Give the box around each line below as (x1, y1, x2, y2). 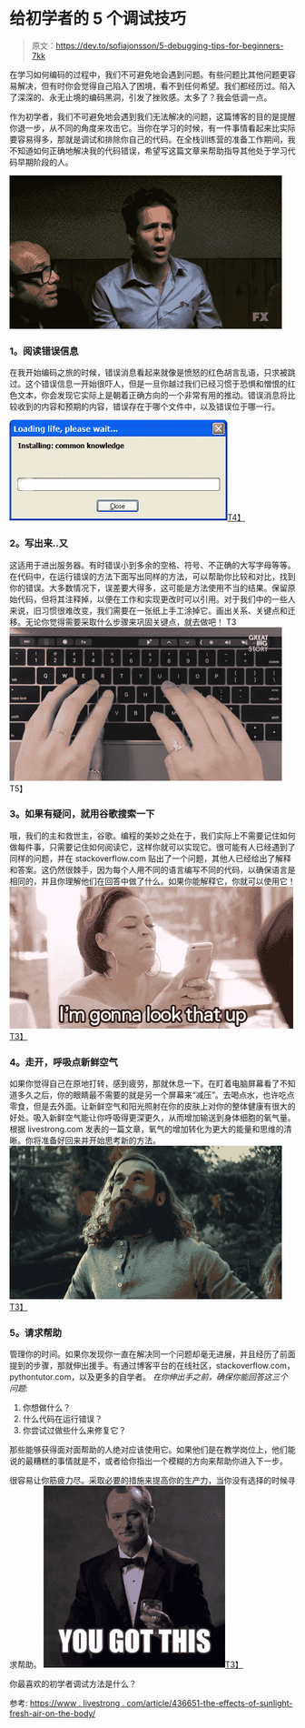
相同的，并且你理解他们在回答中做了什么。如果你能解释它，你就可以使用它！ (9, 875, 296, 887)
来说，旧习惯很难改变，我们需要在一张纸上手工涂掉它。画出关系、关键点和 (9, 605, 288, 616)
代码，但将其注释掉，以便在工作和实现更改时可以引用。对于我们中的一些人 (16, 593, 296, 605)
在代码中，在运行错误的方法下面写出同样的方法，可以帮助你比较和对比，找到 (9, 570, 296, 582)
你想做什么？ (22, 1402, 71, 1413)
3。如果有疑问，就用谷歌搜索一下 (9, 808, 155, 820)
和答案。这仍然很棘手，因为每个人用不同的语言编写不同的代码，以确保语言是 (9, 864, 296, 875)
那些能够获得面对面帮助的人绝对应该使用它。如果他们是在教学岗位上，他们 (9, 1444, 288, 1455)
